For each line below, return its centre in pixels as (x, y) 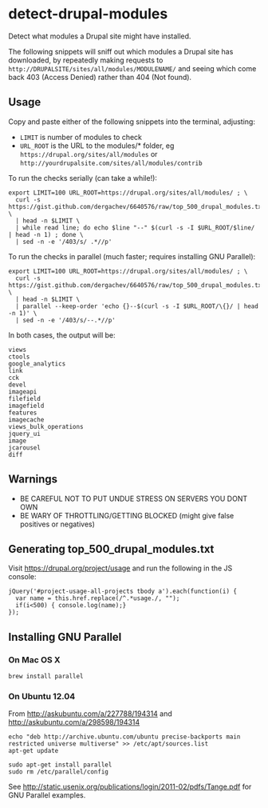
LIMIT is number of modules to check (81, 137)
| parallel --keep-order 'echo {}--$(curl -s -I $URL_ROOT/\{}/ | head (137, 306)
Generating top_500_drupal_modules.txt (111, 549)
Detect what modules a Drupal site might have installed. (100, 36)
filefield (25, 398)
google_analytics (37, 364)
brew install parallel (46, 677)
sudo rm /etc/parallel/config (59, 772)
